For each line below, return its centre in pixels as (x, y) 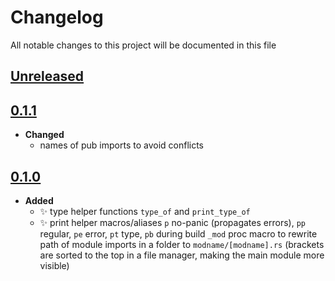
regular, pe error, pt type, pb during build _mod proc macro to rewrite (178, 233)
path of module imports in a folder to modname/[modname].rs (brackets (182, 244)
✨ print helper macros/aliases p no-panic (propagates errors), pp (172, 222)
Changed (44, 135)
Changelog (57, 17)
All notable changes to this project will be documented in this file (143, 45)
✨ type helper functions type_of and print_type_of (145, 211)
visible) (54, 265)
